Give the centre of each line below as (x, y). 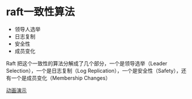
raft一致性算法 (40, 12)
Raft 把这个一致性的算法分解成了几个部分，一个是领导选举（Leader (87, 63)
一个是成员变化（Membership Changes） (61, 78)
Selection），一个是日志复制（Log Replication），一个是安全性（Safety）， (94, 70)
